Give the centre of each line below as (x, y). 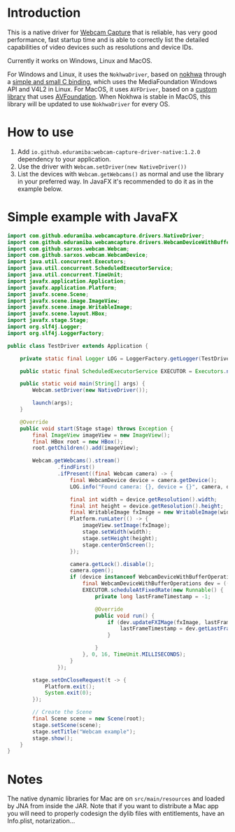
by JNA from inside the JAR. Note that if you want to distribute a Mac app (113, 806)
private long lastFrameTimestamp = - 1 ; (153, 596)
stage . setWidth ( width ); (117, 532)
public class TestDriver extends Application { (78, 346)
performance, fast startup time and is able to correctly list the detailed (108, 39)
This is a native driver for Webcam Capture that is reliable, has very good (113, 32)
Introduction (44, 13)
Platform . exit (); (70, 686)
